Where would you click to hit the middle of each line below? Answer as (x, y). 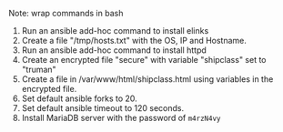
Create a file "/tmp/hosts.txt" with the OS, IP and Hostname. (134, 41)
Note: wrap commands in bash (66, 13)
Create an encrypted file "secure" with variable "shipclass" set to (144, 60)
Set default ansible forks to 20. (79, 98)
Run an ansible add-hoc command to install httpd (114, 50)
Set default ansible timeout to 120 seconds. (102, 108)
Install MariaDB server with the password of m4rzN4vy (121, 118)
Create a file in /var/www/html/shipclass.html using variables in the (147, 79)
